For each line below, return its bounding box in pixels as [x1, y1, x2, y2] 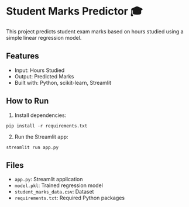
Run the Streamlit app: [14, 133, 68, 140]
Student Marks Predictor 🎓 [6, 5, 143, 18]
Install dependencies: [14, 112, 67, 119]
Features [6, 51, 39, 61]
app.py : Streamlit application [14, 176, 83, 183]
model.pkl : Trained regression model [14, 182, 104, 189]
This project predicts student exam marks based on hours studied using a [6, 27, 184, 35]
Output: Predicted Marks [14, 73, 74, 80]
